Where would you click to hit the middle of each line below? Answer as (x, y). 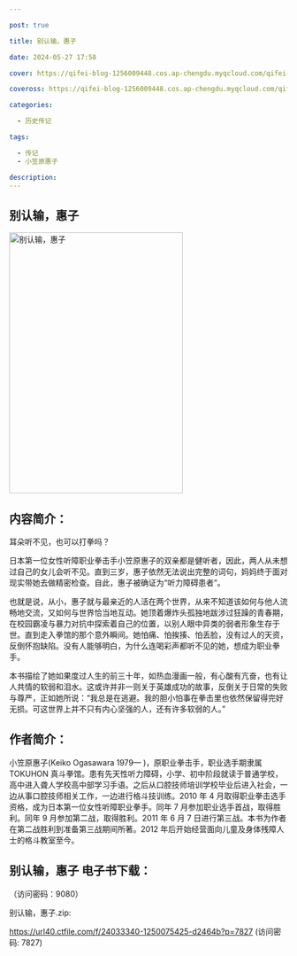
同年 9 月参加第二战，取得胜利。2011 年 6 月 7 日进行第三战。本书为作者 (156, 818)
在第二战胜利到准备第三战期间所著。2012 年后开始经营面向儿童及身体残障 (143, 828)
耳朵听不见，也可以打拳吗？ (60, 542)
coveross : (27, 89)
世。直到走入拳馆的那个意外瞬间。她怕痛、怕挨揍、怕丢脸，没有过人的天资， (148, 635)
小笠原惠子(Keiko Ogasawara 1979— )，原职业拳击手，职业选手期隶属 (136, 762)
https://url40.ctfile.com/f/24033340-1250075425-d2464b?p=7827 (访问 (141, 931)
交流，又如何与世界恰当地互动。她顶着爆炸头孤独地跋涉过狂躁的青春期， (156, 613)
